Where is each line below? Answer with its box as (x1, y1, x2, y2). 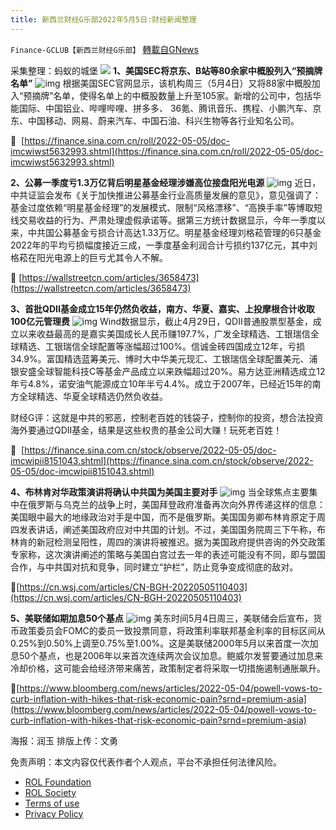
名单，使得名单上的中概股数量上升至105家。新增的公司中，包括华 (53, 89, 322, 101)
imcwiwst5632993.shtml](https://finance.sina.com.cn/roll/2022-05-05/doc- (10, 145, 324, 157)
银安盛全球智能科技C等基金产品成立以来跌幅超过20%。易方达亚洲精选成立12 (10, 365, 326, 377)
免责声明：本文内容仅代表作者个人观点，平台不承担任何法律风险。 (10, 756, 282, 768)
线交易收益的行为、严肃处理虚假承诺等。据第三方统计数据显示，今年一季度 (10, 214, 317, 226)
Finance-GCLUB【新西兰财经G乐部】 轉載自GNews (10, 43, 199, 55)
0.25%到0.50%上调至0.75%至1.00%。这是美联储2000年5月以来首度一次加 (10, 637, 319, 649)
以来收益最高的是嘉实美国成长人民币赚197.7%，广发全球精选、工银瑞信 (18, 327, 311, 340)
